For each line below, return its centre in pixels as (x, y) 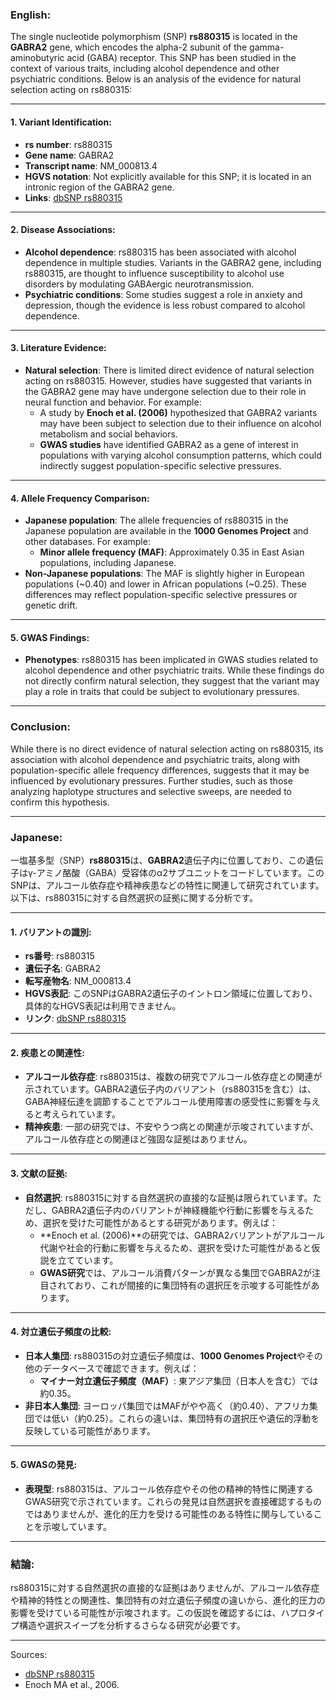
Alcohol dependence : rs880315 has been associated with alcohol (160, 252)
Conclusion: (40, 727)
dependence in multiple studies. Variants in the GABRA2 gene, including (173, 262)
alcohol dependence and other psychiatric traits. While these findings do (174, 670)
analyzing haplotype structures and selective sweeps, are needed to (151, 791)
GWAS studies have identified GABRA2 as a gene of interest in (169, 444)
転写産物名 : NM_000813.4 (78, 981)
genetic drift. (51, 605)
